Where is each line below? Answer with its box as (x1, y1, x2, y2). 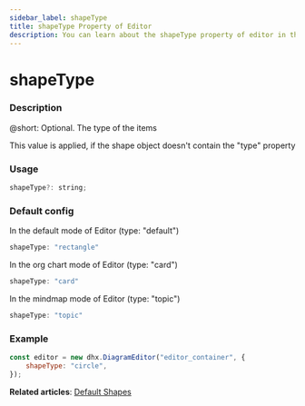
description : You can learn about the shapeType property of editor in (9, 30, 286, 39)
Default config (9, 204, 74, 217)
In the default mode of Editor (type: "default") (9, 225, 180, 236)
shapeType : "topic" (9, 311, 84, 321)
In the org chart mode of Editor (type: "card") (9, 260, 179, 271)
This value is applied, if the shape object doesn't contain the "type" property (9, 140, 296, 151)
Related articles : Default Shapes (9, 386, 132, 397)
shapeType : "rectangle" (9, 243, 100, 253)
